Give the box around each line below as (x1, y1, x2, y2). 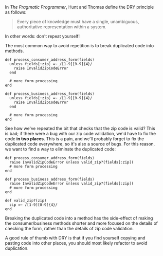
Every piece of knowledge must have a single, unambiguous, (17, 19, 139, 24)
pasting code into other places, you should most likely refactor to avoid (5, 240, 147, 246)
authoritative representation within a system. (17, 24, 107, 30)
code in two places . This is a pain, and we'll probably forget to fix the (5, 136, 145, 142)
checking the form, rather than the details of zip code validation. (5, 226, 134, 231)
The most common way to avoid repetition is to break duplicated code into (5, 43, 154, 48)
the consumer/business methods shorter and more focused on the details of (5, 220, 158, 226)
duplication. (5, 245, 29, 251)
